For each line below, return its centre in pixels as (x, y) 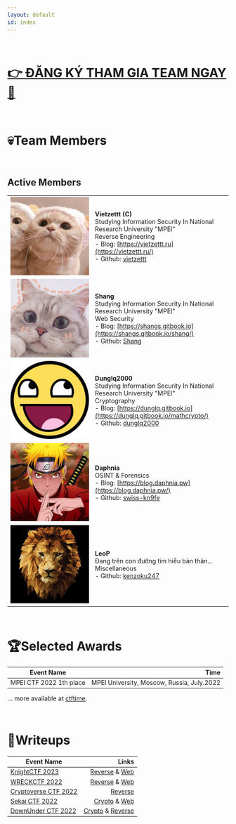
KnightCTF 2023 (35, 772)
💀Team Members (57, 140)
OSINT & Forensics (122, 476)
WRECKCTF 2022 (36, 782)
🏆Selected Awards (65, 646)
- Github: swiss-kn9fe (127, 498)
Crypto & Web (114, 802)
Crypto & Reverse (109, 811)
